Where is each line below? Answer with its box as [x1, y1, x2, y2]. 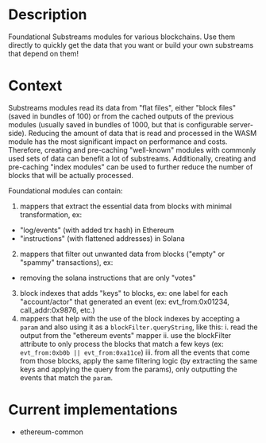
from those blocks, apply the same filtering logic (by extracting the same [19, 356, 258, 365]
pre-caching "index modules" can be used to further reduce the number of [8, 161, 253, 172]
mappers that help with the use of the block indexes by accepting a [19, 313, 241, 323]
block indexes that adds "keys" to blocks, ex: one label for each [19, 288, 229, 297]
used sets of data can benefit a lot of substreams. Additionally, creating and [8, 153, 256, 163]
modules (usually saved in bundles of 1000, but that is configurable [8, 119, 228, 129]
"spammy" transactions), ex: [19, 257, 114, 267]
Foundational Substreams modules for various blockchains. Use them [8, 32, 236, 41]
